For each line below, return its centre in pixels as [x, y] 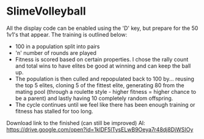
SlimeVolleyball [46, 11]
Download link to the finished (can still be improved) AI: [76, 123]
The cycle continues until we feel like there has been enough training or [105, 104]
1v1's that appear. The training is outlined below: [67, 34]
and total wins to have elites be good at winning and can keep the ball [103, 66]
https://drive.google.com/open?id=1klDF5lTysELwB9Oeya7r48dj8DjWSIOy [100, 129]
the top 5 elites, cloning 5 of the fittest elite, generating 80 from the [100, 85]
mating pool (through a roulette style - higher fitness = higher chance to [106, 91]
